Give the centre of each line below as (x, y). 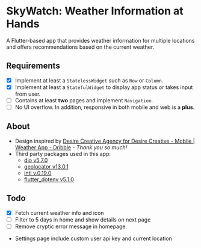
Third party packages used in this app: (63, 153)
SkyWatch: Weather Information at (95, 11)
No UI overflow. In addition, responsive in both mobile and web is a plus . (105, 107)
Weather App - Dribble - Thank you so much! (71, 147)
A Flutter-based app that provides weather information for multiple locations (100, 40)
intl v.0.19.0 (38, 173)
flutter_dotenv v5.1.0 (49, 179)
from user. (28, 94)
